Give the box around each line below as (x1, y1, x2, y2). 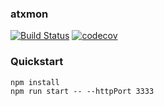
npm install (10, 77, 60, 87)
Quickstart (10, 55, 64, 69)
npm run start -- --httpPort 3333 (10, 86, 155, 96)
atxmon (10, 7, 49, 21)
